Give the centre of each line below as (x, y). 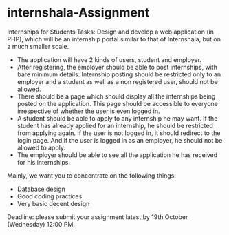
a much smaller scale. (38, 46)
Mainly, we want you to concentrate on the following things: (92, 175)
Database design (41, 189)
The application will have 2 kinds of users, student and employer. (109, 59)
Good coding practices (50, 196)
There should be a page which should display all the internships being (116, 96)
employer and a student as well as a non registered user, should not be (117, 81)
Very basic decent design (53, 203)
